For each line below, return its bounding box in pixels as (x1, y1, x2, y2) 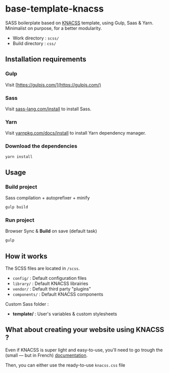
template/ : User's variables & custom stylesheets (12, 311, 117, 317)
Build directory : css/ (12, 40, 57, 46)
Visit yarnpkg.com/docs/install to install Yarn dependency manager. (5, 130, 146, 136)
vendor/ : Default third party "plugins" (12, 285, 91, 292)
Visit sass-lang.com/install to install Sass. (5, 106, 92, 112)
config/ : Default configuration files (12, 275, 87, 281)
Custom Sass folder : (5, 301, 49, 307)
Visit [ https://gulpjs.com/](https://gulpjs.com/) (5, 81, 101, 88)
